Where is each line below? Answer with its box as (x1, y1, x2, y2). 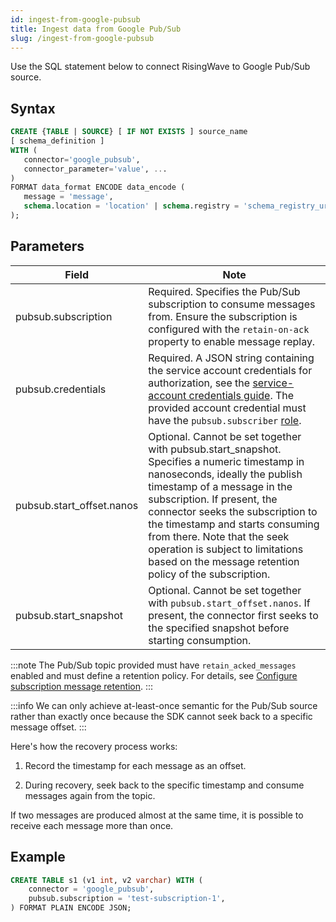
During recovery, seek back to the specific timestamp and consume (24, 779, 305, 791)
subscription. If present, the (148, 492, 278, 506)
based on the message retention (148, 554, 300, 568)
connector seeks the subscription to (148, 504, 318, 518)
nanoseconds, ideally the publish (148, 467, 303, 481)
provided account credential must (148, 401, 307, 415)
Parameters (10, 238, 85, 255)
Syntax (10, 100, 56, 117)
